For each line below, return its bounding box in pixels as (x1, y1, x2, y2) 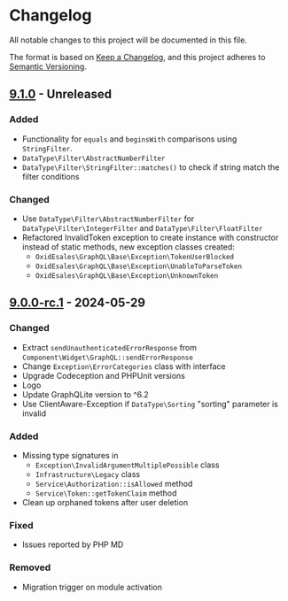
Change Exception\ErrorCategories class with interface (21, 360, 226, 372)
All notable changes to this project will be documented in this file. (9, 35, 248, 45)
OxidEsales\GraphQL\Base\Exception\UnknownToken (35, 271, 219, 280)
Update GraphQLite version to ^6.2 (21, 389, 149, 399)
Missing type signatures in (21, 450, 119, 460)
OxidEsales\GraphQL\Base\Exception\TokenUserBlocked (35, 252, 235, 261)
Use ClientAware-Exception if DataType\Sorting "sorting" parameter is (21, 398, 279, 409)
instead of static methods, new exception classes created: (21, 241, 235, 252)
